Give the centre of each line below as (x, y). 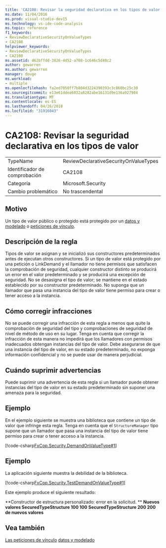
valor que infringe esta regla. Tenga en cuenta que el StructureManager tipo (82, 425)
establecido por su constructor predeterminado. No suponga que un (75, 285)
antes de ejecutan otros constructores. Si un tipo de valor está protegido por (83, 259)
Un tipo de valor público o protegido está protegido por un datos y (72, 221)
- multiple (16, 83)
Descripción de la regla (41, 242)
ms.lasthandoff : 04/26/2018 (34, 106)
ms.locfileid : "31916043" (32, 111)
